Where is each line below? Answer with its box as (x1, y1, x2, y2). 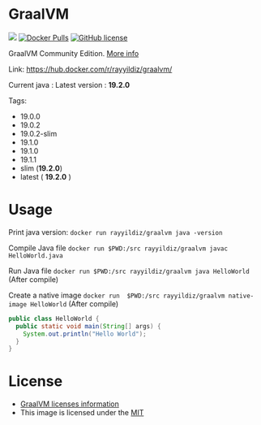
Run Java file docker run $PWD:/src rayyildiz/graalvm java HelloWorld (8, 266, 250, 275)
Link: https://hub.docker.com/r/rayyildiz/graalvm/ (8, 64, 173, 74)
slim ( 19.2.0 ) (19, 163, 63, 173)
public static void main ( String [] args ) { (15, 322, 161, 330)
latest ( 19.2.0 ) (19, 171, 71, 181)
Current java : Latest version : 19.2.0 (8, 80, 130, 89)
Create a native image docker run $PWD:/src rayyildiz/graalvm (8, 290, 225, 300)
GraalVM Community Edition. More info (8, 48, 139, 58)
